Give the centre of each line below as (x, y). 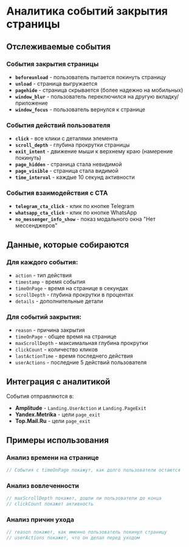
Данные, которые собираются (68, 245)
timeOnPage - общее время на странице (66, 336)
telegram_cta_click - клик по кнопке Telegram (75, 206)
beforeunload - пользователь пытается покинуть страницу (90, 77)
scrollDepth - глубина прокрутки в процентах (74, 295)
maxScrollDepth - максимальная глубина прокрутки (81, 343)
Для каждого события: (42, 262)
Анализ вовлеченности (43, 486)
